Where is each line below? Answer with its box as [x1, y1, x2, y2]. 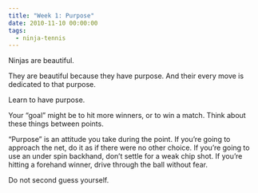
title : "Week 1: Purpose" [8, 11, 94, 20]
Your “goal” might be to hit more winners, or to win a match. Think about [8, 111, 246, 120]
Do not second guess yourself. [8, 175, 109, 185]
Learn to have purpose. [8, 95, 85, 104]
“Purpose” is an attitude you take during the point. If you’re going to [8, 135, 231, 144]
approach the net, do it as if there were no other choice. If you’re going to [8, 143, 250, 152]
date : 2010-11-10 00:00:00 [8, 19, 98, 27]
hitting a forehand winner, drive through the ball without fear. [8, 160, 208, 170]
